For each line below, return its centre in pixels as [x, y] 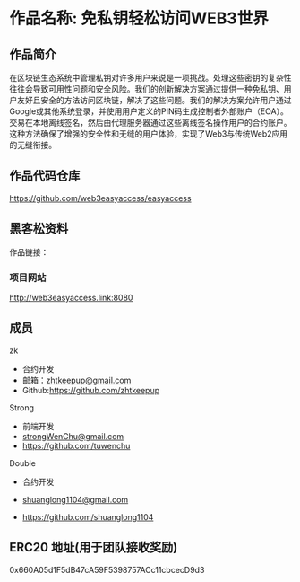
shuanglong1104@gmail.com [75, 499]
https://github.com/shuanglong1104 [88, 516]
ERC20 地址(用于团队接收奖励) [94, 547]
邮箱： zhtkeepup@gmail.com [77, 380]
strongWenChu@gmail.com [73, 436]
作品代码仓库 [45, 176]
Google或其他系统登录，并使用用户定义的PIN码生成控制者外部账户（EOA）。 [149, 111]
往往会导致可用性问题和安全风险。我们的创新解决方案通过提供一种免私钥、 [146, 89]
